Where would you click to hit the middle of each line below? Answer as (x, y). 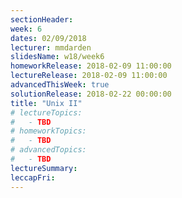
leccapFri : (33, 177)
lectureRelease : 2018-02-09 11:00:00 (89, 76)
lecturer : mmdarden (51, 47)
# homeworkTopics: (48, 131)
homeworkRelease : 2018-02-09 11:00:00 (91, 66)
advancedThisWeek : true (60, 85)
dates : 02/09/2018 (48, 38)
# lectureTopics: (46, 112)
